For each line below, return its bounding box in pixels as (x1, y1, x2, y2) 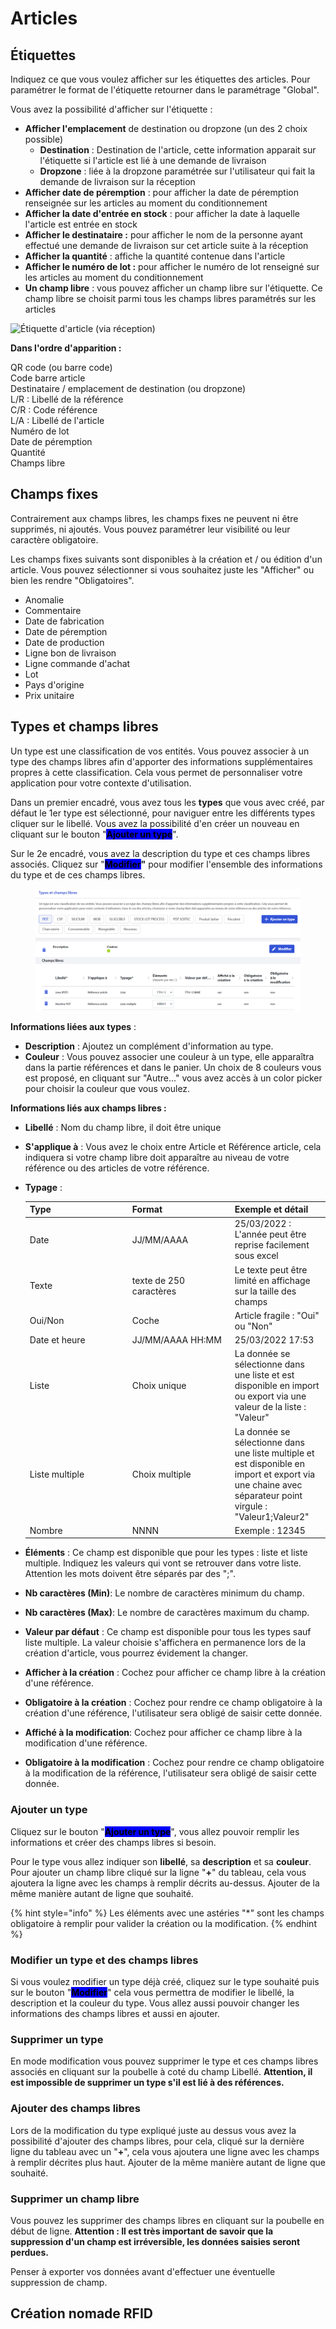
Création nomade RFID (10, 2305, 153, 2322)
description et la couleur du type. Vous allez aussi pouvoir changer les (10, 1997, 300, 2009)
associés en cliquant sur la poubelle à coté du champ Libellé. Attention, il (10, 2066, 313, 2078)
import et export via (234, 1468, 316, 1480)
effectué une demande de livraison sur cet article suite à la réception (24, 240, 309, 251)
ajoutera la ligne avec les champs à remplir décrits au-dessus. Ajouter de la (10, 1877, 320, 1889)
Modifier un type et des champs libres (10, 1953, 199, 1967)
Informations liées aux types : (10, 1020, 137, 1032)
